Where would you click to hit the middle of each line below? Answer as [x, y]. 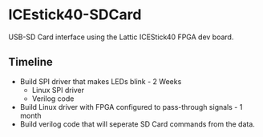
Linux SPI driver [58, 90]
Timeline [31, 62]
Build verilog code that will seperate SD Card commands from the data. [137, 124]
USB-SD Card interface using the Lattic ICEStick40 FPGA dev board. [121, 37]
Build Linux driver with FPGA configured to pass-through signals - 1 [131, 107]
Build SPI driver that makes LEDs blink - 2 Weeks [101, 81]
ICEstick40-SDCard [75, 15]
